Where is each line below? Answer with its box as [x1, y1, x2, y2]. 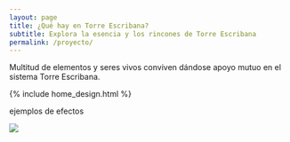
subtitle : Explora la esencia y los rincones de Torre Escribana [9, 29, 256, 38]
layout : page [9, 12, 58, 22]
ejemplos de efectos [9, 106, 85, 116]
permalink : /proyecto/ [9, 37, 93, 47]
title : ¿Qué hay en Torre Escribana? [9, 21, 149, 30]
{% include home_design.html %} [9, 89, 132, 99]
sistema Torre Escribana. [9, 72, 101, 83]
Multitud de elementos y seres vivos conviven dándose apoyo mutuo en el [9, 62, 282, 73]
